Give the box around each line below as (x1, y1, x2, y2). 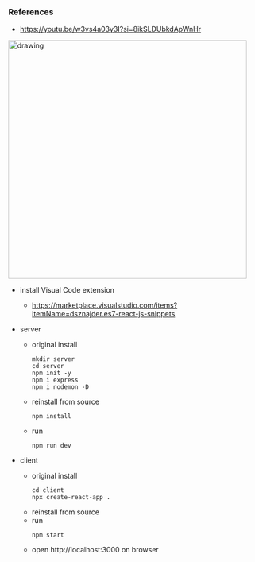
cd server (31, 362, 65, 370)
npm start (31, 531, 65, 539)
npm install (31, 413, 71, 421)
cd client (31, 486, 65, 494)
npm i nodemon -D (31, 383, 90, 391)
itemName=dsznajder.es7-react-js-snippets (31, 309, 176, 319)
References (8, 6, 54, 17)
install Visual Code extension (19, 285, 115, 295)
